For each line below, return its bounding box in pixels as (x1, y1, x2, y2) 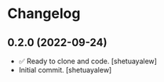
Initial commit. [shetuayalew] (18, 66, 112, 74)
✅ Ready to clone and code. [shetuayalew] (18, 56, 158, 66)
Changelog (7, 5, 81, 23)
